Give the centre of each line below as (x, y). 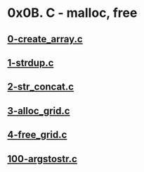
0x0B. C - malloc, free (72, 13)
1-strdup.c (31, 62)
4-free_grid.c (37, 135)
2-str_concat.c (41, 87)
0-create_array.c (45, 39)
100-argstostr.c (42, 159)
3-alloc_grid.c (39, 111)
